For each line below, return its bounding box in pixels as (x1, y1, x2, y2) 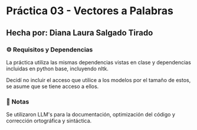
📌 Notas (6, 97, 29, 106)
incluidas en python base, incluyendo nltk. (6, 65, 109, 72)
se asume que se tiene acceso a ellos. (6, 83, 99, 90)
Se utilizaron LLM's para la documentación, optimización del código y (6, 111, 176, 118)
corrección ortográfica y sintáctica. (6, 117, 92, 125)
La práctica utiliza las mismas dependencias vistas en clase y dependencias (6, 58, 192, 66)
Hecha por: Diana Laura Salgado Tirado (6, 28, 153, 38)
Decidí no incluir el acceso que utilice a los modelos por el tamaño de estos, (6, 76, 191, 83)
